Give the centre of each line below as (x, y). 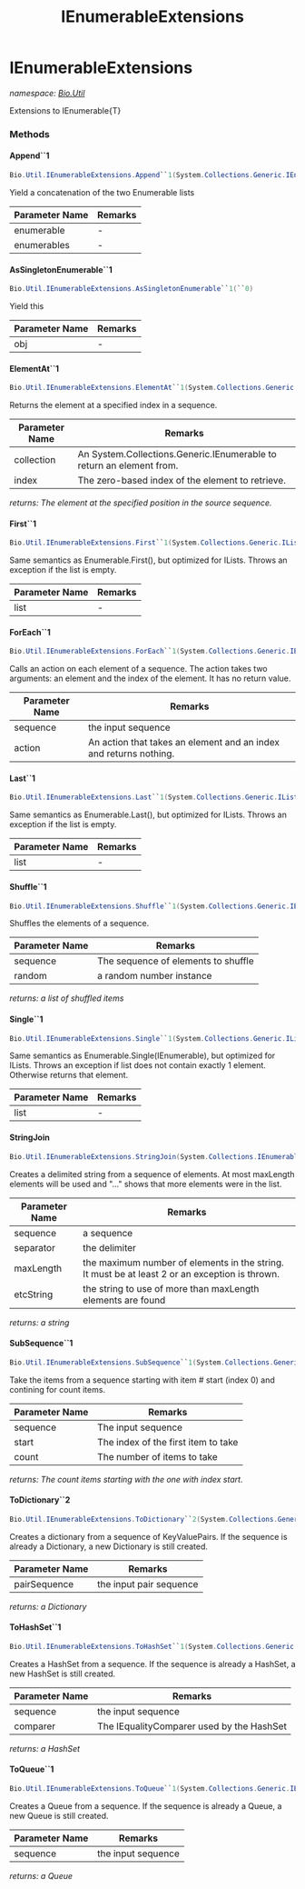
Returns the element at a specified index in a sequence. (113, 405)
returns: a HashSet (44, 1748)
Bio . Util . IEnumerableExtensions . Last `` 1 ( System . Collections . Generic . (144, 797)
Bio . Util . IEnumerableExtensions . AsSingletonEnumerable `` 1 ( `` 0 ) (132, 289)
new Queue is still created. (59, 1815)
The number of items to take (157, 1456)
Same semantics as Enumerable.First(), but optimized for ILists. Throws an (148, 560)
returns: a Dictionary (48, 1606)
